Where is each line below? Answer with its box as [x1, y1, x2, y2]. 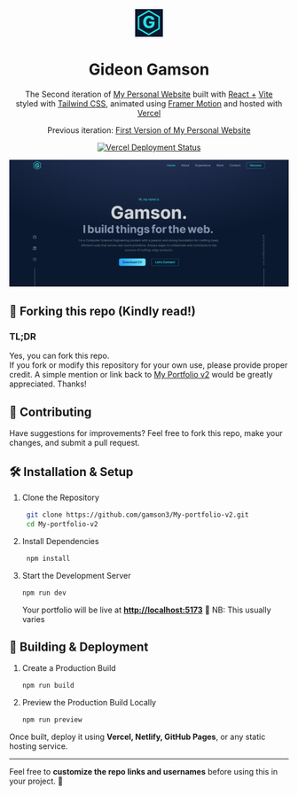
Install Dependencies [21, 535, 99, 546]
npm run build [21, 682, 74, 690]
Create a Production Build [21, 663, 117, 674]
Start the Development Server [21, 570, 131, 581]
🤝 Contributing [9, 404, 92, 419]
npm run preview [21, 715, 82, 725]
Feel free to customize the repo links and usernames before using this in [9, 767, 278, 777]
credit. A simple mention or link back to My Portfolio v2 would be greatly [9, 370, 273, 380]
